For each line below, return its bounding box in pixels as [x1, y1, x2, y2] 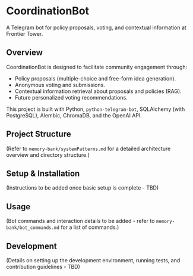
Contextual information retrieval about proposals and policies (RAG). [14, 88, 182, 95]
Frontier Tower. [6, 30, 43, 37]
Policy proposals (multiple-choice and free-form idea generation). [14, 75, 176, 82]
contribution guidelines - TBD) [6, 263, 80, 270]
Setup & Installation [6, 168, 80, 178]
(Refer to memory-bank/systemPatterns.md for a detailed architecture [6, 145, 171, 152]
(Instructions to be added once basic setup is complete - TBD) [6, 184, 159, 191]
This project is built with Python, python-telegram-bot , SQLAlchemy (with [6, 106, 185, 113]
